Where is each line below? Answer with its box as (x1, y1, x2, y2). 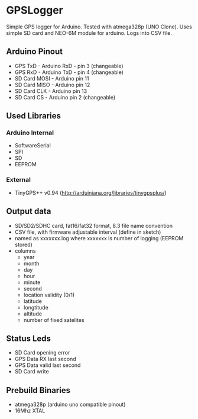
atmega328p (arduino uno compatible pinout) (14, 401, 126, 408)
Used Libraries (6, 111, 61, 121)
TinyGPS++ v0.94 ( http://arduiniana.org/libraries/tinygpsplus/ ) (14, 189, 167, 196)
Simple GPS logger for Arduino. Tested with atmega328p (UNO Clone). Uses (6, 23, 192, 30)
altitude (23, 310, 43, 317)
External (6, 176, 31, 184)
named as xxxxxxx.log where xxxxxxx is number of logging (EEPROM (14, 234, 184, 241)
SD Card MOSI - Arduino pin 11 (14, 75, 89, 82)
